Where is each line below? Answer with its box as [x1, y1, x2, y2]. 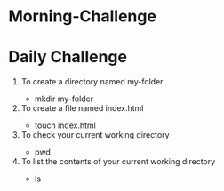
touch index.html [34, 120, 97, 131]
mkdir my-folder [34, 93, 94, 104]
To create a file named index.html [20, 103, 144, 114]
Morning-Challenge [8, 6, 157, 27]
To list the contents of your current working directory [20, 156, 216, 167]
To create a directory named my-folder [20, 76, 164, 87]
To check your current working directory [20, 130, 170, 140]
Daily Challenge [8, 47, 128, 68]
